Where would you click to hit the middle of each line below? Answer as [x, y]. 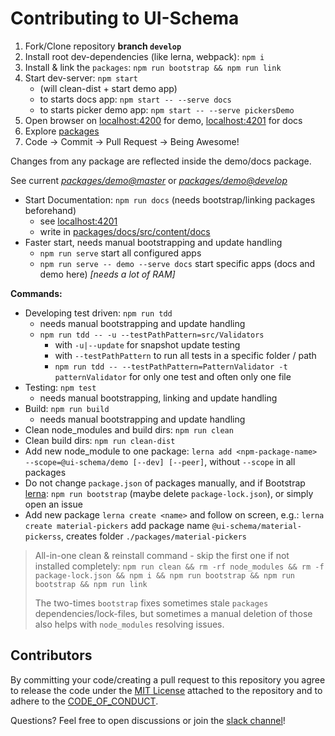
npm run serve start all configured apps [120, 253]
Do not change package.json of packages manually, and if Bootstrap [165, 483]
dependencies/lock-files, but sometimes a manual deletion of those [173, 613]
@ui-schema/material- [256, 526]
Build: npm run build [67, 408]
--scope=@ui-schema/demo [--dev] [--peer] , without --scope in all [160, 461]
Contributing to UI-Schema [125, 18]
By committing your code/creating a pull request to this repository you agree [168, 679]
